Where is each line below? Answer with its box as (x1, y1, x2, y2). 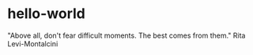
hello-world (7, 5, 86, 23)
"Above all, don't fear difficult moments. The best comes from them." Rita (7, 31, 246, 40)
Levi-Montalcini (7, 38, 59, 48)
